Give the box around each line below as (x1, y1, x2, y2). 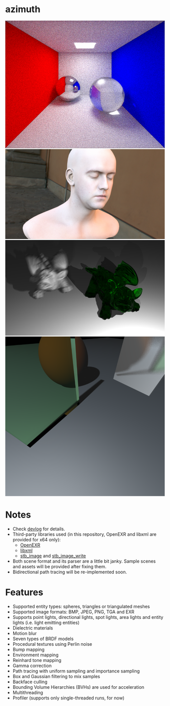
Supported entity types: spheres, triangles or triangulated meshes (12, 603, 150, 609)
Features (5, 586, 44, 598)
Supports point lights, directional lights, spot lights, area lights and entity (12, 614, 163, 620)
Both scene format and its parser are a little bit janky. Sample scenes (12, 558, 156, 564)
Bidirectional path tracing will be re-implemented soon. (12, 569, 127, 575)
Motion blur (12, 630, 37, 636)
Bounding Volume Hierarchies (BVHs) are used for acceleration (12, 684, 145, 690)
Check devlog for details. (12, 526, 65, 532)
